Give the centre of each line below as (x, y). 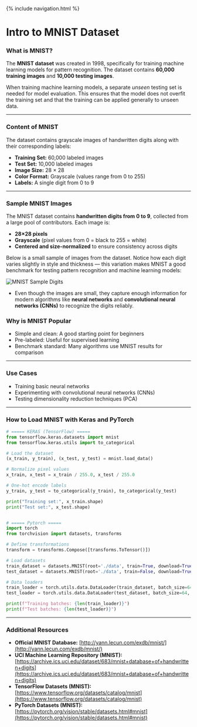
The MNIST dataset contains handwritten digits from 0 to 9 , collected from (97, 216)
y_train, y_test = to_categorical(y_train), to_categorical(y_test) (91, 491)
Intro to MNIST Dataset (63, 32)
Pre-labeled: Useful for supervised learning (67, 340)
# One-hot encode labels (36, 485)
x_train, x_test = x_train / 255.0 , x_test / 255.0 (70, 475)
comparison (29, 352)
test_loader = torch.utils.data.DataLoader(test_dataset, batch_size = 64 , (98, 593)
